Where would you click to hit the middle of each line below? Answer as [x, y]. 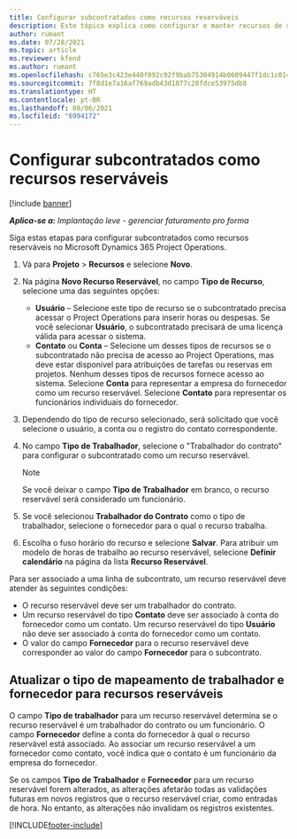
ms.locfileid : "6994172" [55, 116]
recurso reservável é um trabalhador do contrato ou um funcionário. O [137, 725]
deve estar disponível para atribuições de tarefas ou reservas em [153, 365]
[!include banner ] [41, 204]
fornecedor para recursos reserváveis [116, 694]
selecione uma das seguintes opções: [91, 291]
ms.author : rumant [43, 67]
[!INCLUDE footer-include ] [56, 825]
